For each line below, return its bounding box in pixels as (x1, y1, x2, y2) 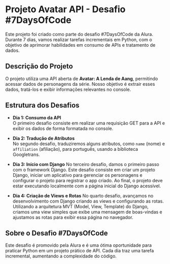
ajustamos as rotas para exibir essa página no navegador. (12, 214, 133, 220)
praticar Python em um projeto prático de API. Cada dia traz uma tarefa (5, 248, 154, 254)
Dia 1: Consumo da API (12, 114, 61, 120)
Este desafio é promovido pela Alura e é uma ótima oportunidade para (5, 242, 152, 248)
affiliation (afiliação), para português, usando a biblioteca (12, 146, 139, 152)
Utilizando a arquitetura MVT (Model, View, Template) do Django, (12, 203, 149, 209)
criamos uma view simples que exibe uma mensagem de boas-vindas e (12, 209, 162, 215)
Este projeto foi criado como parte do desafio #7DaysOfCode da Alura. (5, 31, 153, 37)
